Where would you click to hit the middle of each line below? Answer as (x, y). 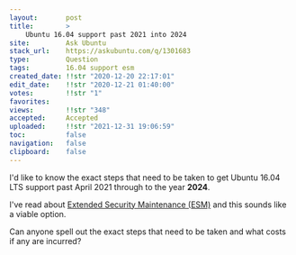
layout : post (46, 18)
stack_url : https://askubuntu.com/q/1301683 (100, 51)
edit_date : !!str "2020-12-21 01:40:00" (92, 85)
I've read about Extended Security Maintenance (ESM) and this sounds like (148, 205)
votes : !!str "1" (56, 93)
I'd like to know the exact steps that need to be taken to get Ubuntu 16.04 (145, 178)
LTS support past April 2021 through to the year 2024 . (110, 187)
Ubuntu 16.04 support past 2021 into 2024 (106, 34)
